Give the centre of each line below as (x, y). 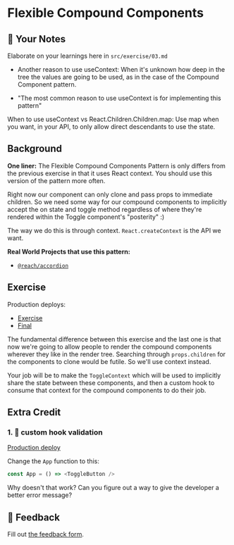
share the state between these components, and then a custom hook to (111, 382)
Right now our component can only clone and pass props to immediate (110, 194)
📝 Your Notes (36, 39)
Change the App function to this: (54, 461)
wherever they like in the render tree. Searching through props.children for (117, 354)
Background (35, 149)
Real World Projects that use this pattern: (69, 251)
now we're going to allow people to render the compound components (110, 346)
